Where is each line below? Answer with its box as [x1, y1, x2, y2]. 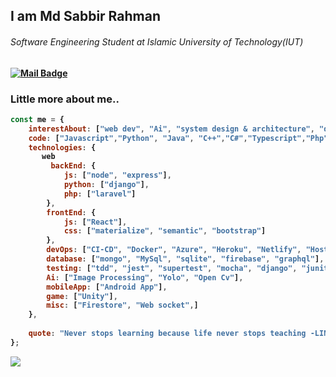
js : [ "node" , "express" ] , [63, 170, 172, 181]
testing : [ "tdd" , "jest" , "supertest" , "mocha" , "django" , [46, 263, 298, 273]
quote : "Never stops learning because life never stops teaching [28, 329, 307, 339]
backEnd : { [50, 161, 97, 171]
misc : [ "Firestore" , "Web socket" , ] [46, 300, 199, 311]
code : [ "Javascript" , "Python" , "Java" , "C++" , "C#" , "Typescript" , [28, 133, 307, 143]
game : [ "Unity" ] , [46, 291, 118, 301]
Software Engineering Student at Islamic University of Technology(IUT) [10, 35, 304, 48]
